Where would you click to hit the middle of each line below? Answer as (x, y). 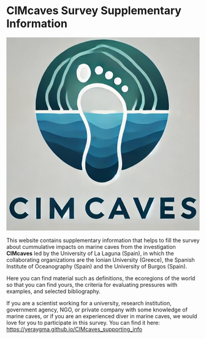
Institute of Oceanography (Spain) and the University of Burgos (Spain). (97, 266)
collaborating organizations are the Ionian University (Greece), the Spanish (101, 260)
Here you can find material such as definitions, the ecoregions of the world (101, 278)
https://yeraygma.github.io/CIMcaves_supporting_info (74, 329)
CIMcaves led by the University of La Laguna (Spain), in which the (90, 253)
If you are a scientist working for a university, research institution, (89, 303)
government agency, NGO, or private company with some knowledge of (97, 310)
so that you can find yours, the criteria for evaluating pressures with (92, 284)
